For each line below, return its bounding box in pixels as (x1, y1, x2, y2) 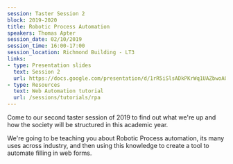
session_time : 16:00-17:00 (7, 42, 85, 49)
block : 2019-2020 (7, 17, 58, 24)
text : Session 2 (13, 68, 60, 75)
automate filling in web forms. (7, 149, 92, 157)
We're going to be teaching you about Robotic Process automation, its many (7, 134, 225, 142)
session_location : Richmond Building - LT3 (7, 49, 135, 56)
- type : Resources (7, 81, 60, 88)
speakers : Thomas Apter (7, 29, 76, 37)
